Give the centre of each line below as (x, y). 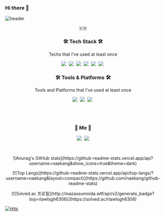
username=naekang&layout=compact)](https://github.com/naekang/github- (83, 178)
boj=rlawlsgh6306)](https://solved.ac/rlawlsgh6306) (83, 199)
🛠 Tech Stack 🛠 (83, 41)
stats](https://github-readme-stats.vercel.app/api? (102, 158)
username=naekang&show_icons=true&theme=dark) (83, 163)
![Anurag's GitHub (31, 158)
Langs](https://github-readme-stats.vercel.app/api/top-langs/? (90, 173)
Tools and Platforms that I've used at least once (83, 90)
